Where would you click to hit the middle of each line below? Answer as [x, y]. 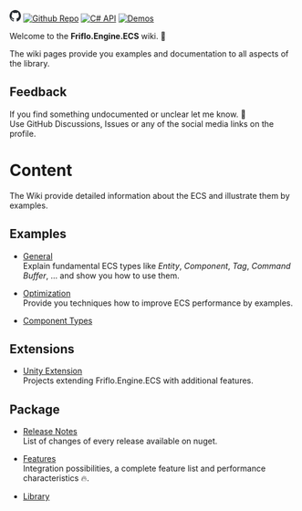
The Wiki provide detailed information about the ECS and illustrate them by [150, 195]
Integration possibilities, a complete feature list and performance [144, 469]
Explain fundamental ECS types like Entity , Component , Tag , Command [156, 266]
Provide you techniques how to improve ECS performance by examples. [158, 303]
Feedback [38, 92]
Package [35, 409]
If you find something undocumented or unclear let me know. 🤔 [128, 114]
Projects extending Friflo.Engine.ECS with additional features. [138, 381]
